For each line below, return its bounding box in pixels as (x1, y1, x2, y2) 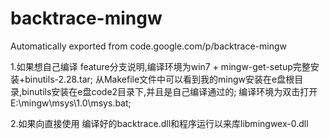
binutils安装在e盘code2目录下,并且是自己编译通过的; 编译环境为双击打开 (21, 85, 318, 97)
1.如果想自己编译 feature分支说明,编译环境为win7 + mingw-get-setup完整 (10, 60, 311, 72)
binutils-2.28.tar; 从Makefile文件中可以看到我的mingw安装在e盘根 (24, 73, 295, 85)
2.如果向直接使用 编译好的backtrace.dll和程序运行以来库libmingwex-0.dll (10, 117, 309, 129)
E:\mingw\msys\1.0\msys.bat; (10, 97, 132, 109)
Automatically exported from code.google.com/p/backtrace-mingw (10, 40, 287, 52)
